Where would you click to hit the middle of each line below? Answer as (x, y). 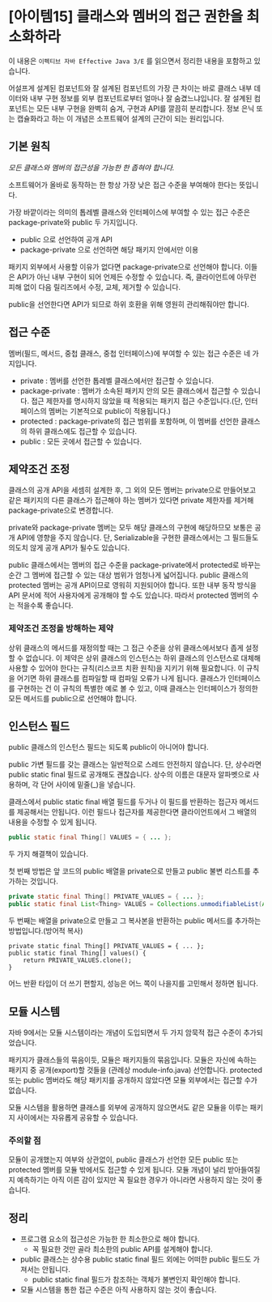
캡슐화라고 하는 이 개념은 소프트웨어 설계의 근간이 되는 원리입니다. (120, 118)
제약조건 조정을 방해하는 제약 (61, 628)
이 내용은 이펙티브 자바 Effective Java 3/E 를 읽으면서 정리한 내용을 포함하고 (130, 61)
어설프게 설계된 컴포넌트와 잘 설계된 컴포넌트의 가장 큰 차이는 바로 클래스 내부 (130, 88)
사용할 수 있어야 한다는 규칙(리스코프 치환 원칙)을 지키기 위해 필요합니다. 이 (126, 668)
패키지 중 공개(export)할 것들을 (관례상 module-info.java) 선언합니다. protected (136, 1070)
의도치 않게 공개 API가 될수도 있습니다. (69, 548)
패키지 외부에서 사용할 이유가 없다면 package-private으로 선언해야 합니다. (125, 266)
